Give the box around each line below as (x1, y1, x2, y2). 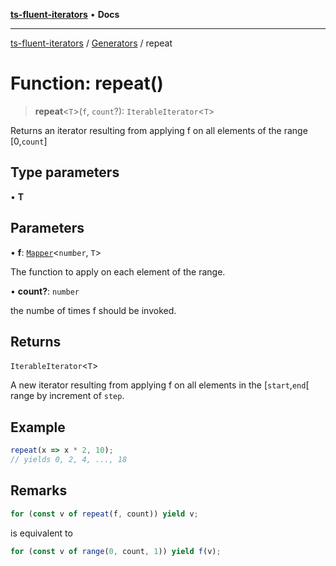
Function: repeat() (10, 72, 164, 95)
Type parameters (10, 164, 120, 181)
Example (10, 419, 66, 436)
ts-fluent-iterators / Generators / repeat (10, 37, 173, 49)
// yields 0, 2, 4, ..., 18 (10, 455, 128, 465)
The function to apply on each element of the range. (10, 265, 226, 278)
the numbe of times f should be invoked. (10, 304, 177, 316)
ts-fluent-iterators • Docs (10, 9, 120, 20)
